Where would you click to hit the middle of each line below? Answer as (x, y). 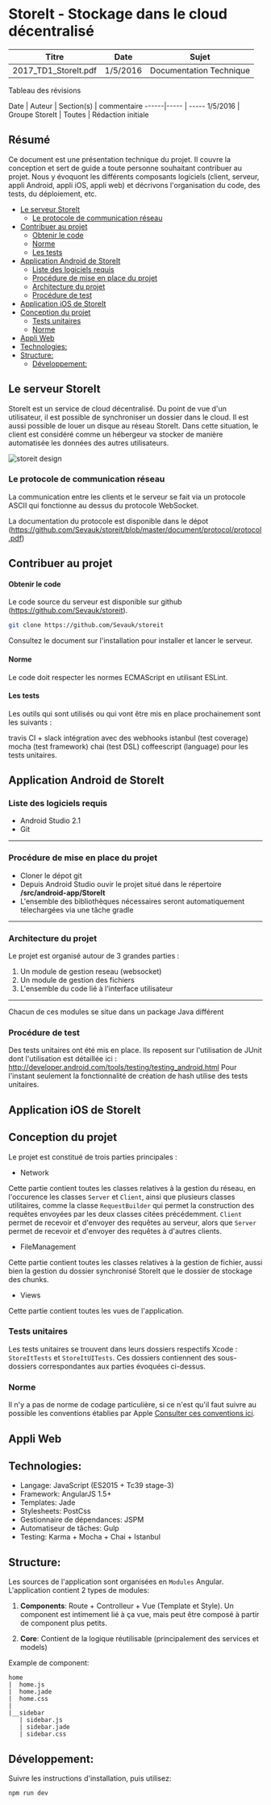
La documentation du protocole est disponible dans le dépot (108, 520)
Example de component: (49, 1663)
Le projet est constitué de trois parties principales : (93, 1157)
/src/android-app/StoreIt (63, 892)
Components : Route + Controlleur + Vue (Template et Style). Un (127, 1606)
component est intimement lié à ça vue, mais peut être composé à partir (140, 1615)
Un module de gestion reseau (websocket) (91, 971)
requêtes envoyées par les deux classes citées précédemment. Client (125, 1214)
